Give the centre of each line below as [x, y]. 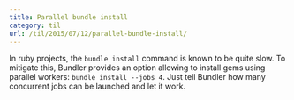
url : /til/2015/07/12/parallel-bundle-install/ [98, 33]
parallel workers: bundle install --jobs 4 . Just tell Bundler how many [138, 77]
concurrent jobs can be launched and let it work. [98, 86]
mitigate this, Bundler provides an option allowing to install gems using [137, 68]
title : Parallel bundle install [68, 17]
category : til [35, 25]
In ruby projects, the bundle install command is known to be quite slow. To [147, 59]
